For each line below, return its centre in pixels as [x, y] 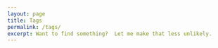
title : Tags [25, 20]
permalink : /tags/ [34, 27]
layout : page [26, 14]
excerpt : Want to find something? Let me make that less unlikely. [110, 34]
